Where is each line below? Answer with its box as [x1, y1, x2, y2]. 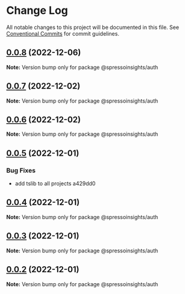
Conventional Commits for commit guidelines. [6, 30, 119, 37]
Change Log [6, 4, 68, 18]
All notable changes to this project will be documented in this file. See [6, 24, 180, 31]
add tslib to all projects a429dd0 [14, 180, 96, 187]
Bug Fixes [6, 166, 36, 174]
